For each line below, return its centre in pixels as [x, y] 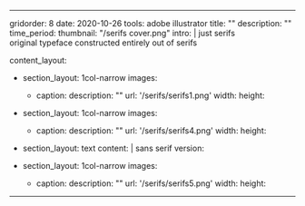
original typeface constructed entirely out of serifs [103, 43]
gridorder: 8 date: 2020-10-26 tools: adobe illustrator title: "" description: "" [151, 23]
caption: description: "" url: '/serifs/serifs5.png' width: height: [151, 183]
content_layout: [38, 60]
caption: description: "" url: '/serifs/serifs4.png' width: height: [151, 131]
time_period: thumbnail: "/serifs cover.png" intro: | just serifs [123, 33]
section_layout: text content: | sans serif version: [113, 148]
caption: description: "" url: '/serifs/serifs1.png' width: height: [150, 95]
